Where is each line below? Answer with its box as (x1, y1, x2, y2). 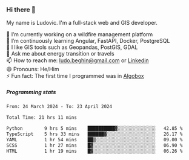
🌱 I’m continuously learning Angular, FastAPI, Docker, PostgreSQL (6, 37, 170, 45)
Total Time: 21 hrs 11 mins (6, 115, 78, 121)
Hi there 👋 (6, 5, 36, 14)
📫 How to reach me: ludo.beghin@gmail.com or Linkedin (6, 57, 150, 64)
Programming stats (6, 88, 56, 95)
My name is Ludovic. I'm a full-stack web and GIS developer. (6, 19, 157, 27)
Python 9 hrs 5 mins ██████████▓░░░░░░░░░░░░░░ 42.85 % (6, 126, 183, 132)
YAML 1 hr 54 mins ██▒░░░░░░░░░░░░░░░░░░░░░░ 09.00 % (6, 136, 183, 142)
